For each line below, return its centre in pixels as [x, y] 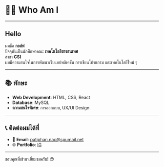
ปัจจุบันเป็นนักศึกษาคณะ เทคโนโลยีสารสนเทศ [41, 51]
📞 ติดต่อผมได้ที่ [22, 128]
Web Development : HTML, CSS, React [51, 97]
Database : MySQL [31, 103]
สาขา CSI [13, 57]
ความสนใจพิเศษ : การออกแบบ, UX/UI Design [51, 107]
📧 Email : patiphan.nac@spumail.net [48, 140]
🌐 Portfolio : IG [27, 145]
